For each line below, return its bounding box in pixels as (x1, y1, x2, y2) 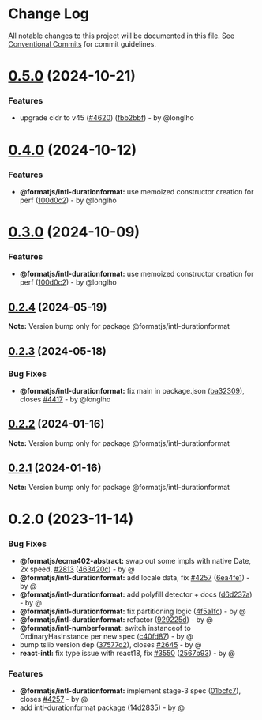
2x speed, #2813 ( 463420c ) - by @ (19, 564, 135, 574)
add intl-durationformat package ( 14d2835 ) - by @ (19, 703, 185, 712)
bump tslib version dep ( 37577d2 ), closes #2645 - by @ (19, 640, 202, 649)
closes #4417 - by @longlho (19, 394, 111, 404)
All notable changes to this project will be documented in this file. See (8, 31, 235, 40)
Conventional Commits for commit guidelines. (8, 39, 156, 48)
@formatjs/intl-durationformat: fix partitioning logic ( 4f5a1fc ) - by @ (19, 606, 246, 616)
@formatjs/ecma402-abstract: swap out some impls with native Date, (19, 556, 251, 565)
